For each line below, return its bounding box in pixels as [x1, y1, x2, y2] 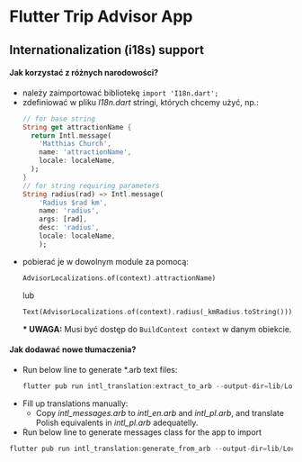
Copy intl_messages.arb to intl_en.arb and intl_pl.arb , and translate [35, 407, 285, 418]
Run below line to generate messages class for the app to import [22, 426, 262, 438]
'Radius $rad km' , [39, 198, 108, 207]
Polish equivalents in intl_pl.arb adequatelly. [35, 417, 199, 428]
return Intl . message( [31, 131, 112, 140]
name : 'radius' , [39, 206, 100, 215]
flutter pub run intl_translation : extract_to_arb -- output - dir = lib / [22, 381, 285, 391]
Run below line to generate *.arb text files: [22, 364, 178, 375]
